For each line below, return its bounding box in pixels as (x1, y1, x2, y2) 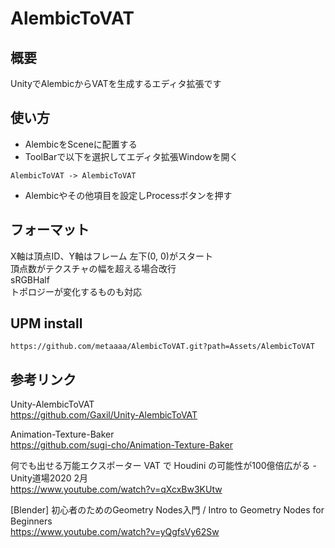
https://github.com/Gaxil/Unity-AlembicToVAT (10, 409, 198, 421)
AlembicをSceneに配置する (24, 138, 138, 150)
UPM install (10, 315, 83, 332)
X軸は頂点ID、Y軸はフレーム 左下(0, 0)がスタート (10, 250, 213, 262)
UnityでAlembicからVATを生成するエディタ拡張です (10, 78, 222, 89)
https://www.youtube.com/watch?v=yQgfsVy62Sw (10, 526, 220, 538)
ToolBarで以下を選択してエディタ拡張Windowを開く (24, 150, 239, 162)
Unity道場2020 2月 (10, 472, 89, 484)
